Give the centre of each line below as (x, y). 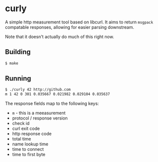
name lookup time (30, 144)
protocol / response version (40, 118)
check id (21, 123)
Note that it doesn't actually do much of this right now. (60, 37)
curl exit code (26, 129)
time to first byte (29, 155)
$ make (12, 63)
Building (18, 52)
